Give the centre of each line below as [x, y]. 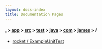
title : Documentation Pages [34, 14]
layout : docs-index [25, 10]
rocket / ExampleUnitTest [38, 41]
